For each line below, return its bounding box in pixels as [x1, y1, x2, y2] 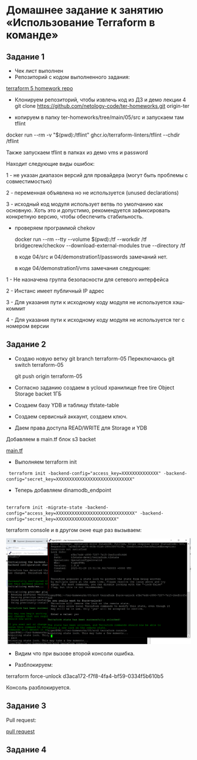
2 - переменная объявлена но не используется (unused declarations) [6, 189, 179, 196]
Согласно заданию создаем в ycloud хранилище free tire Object [14, 384, 175, 391]
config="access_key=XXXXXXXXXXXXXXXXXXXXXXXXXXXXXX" [6, 510, 138, 516]
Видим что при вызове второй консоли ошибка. [14, 650, 135, 657]
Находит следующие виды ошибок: [6, 161, 95, 167]
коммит [6, 305, 26, 312]
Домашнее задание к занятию [6, 4, 164, 17]
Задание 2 [6, 339, 46, 349]
